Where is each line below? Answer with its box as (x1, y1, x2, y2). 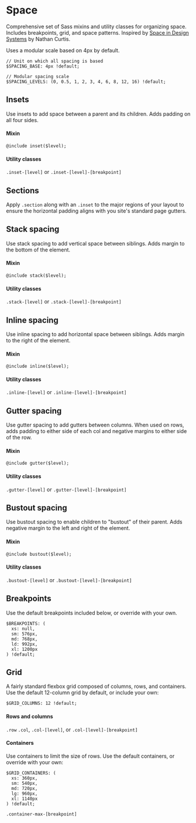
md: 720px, (11, 785, 38, 791)
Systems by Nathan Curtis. (6, 35, 71, 42)
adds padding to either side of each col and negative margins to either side (6, 428, 187, 435)
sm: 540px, (11, 780, 38, 786)
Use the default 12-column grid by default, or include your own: (6, 689, 159, 696)
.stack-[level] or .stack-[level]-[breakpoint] (6, 298, 122, 305)
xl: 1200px (11, 646, 38, 652)
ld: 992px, (11, 641, 38, 647)
